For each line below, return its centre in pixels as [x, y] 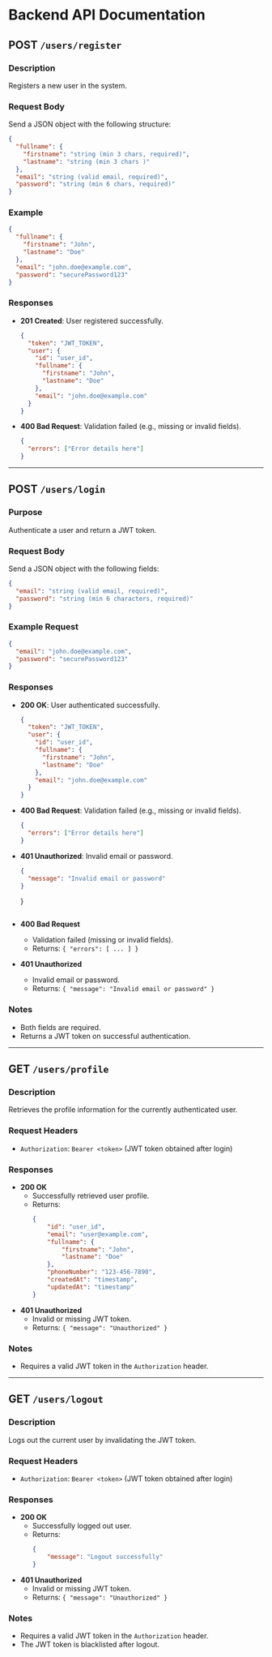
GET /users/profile [59, 1069]
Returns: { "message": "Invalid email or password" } [123, 989]
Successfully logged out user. [82, 1526]
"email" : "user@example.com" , [98, 1234]
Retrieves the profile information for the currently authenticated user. [123, 1110]
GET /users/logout [56, 1399]
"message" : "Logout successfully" [105, 1557]
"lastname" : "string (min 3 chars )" [87, 161]
